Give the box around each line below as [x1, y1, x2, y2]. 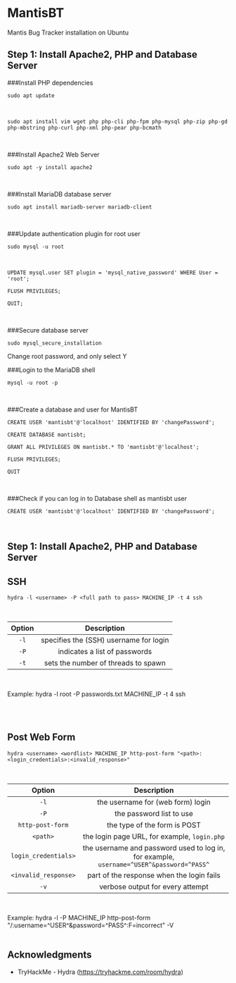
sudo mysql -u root [7, 243, 65, 250]
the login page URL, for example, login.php [83, 831, 225, 841]
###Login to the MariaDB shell [7, 365, 96, 374]
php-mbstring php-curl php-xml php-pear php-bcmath [7, 124, 162, 131]
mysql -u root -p [7, 379, 58, 386]
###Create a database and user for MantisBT [7, 405, 138, 414]
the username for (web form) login [97, 797, 211, 807]
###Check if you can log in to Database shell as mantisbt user [7, 494, 188, 502]
